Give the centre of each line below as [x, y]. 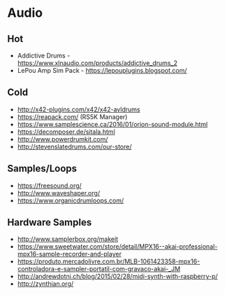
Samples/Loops [42, 169]
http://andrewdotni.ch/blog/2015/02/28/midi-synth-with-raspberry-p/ [117, 276]
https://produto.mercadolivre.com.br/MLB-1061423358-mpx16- [109, 261]
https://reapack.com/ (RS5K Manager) [72, 116]
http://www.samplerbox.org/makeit [68, 239]
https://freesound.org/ [49, 185]
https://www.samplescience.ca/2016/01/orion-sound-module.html [112, 124]
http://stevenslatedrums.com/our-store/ [74, 146]
